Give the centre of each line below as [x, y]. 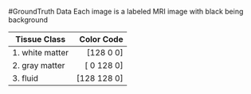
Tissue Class [41, 39]
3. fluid [25, 78]
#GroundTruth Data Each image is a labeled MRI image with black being [126, 11]
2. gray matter [39, 65]
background [28, 20]
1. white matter [41, 53]
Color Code [101, 39]
